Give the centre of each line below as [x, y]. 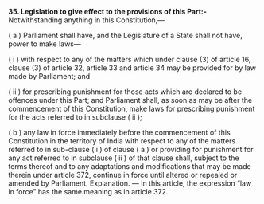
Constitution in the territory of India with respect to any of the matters [122, 141]
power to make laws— [45, 44]
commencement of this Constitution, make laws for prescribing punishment [132, 108]
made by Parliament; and [49, 76]
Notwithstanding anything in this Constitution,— [87, 20]
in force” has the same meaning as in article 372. [88, 192]
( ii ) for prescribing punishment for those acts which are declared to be [125, 92]
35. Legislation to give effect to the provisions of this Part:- [107, 12]
